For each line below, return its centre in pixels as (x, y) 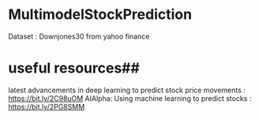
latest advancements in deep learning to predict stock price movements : (127, 90)
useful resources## (74, 68)
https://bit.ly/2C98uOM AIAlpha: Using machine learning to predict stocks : (130, 98)
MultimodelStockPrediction (100, 15)
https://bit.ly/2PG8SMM (47, 106)
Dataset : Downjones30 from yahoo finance (79, 36)
